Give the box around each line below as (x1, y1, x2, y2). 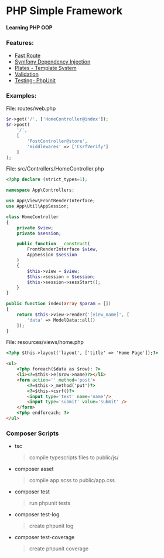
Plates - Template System (14, 65, 77, 72)
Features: (6, 38, 34, 46)
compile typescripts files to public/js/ (29, 454, 119, 461)
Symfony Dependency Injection (14, 58, 91, 65)
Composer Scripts (6, 429, 59, 437)
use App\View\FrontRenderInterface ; (6, 198, 95, 204)
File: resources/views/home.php (6, 339, 84, 346)
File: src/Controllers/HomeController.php (6, 165, 104, 172)
